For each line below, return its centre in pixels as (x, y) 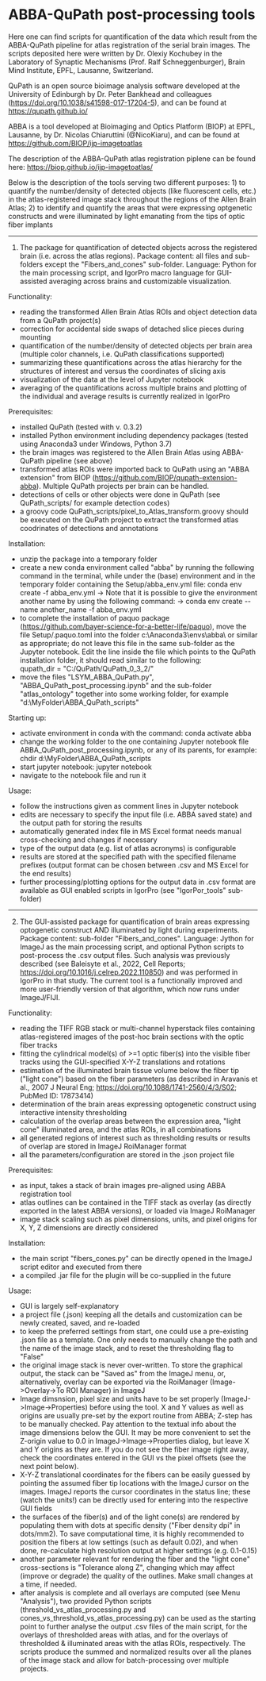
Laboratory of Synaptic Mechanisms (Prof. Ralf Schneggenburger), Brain (127, 62)
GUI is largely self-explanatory (69, 1306)
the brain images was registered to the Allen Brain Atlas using (120, 452)
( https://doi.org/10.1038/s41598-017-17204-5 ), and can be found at (118, 102)
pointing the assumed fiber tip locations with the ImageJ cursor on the (134, 1483)
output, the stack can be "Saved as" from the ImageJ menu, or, (123, 1373)
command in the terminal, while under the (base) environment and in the (137, 575)
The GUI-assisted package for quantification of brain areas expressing (135, 921)
